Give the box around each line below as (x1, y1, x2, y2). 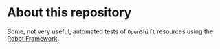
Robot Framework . (7, 34, 60, 42)
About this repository (7, 5, 132, 20)
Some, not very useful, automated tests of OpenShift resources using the (7, 27, 214, 35)
